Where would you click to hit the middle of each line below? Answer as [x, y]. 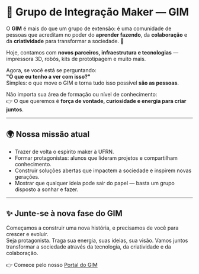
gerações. [27, 176]
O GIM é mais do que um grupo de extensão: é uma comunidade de [89, 28]
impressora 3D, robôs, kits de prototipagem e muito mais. [76, 59]
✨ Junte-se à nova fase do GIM [64, 213]
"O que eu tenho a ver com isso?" [48, 76]
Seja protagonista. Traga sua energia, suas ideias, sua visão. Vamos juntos [97, 240]
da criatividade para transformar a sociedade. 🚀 [65, 41]
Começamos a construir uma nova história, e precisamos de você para [92, 228]
